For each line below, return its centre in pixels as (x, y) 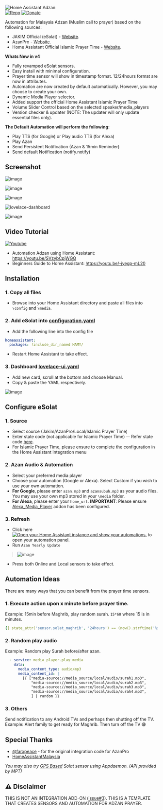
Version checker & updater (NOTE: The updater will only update (76, 112)
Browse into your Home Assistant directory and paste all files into (77, 303)
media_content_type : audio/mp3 (49, 669)
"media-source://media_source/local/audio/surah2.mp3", (89, 683)
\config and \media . (32, 308)
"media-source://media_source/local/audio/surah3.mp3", (89, 687)
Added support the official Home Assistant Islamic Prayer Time (75, 102)
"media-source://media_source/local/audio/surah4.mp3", (89, 692)
